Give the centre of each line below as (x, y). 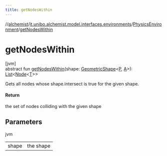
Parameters (24, 122)
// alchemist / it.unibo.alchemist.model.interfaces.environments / (69, 24)
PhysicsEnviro (147, 24)
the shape (39, 145)
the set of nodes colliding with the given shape (53, 106)
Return (12, 95)
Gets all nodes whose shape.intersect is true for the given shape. (72, 83)
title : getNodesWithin (29, 10)
